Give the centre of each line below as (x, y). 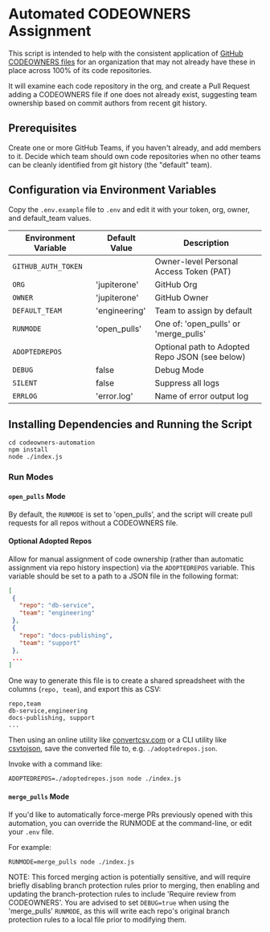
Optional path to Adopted (202, 346)
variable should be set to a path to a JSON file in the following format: (123, 576)
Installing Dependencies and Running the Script (130, 424)
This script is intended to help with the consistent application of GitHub (126, 53)
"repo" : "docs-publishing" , (66, 636)
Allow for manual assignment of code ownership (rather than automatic (126, 558)
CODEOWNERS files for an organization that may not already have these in (132, 62)
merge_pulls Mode (39, 796)
